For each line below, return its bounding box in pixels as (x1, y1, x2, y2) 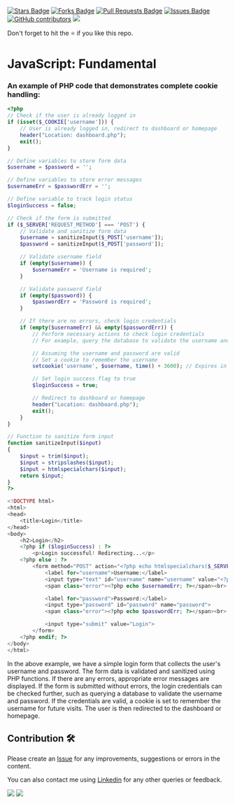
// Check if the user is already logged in (7, 112, 136, 119)
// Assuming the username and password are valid (32, 350, 180, 357)
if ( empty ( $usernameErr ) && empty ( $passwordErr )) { (20, 324, 173, 332)
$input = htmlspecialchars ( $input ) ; (20, 465, 127, 472)
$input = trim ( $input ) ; (20, 453, 90, 460)
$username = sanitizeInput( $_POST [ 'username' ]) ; (20, 234, 164, 241)
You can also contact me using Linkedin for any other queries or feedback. (7, 775, 222, 784)
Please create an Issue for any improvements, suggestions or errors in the (7, 754, 220, 763)
